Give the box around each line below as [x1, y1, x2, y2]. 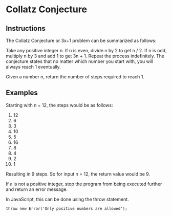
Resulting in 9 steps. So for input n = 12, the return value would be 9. [6, 170, 150, 177]
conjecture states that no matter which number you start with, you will [6, 58, 154, 64]
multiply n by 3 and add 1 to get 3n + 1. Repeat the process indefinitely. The [6, 53, 165, 59]
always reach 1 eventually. [6, 64, 61, 70]
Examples [6, 89, 38, 97]
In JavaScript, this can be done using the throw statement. [6, 196, 130, 202]
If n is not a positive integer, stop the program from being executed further [6, 181, 162, 187]
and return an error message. [6, 186, 68, 192]
